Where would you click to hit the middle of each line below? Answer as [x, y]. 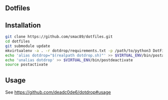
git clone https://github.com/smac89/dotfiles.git [59, 37]
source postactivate [27, 64]
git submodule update [28, 46]
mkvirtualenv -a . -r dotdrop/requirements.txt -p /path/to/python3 [78, 50]
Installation [23, 25]
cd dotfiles [17, 41]
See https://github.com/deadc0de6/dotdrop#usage [58, 92]
